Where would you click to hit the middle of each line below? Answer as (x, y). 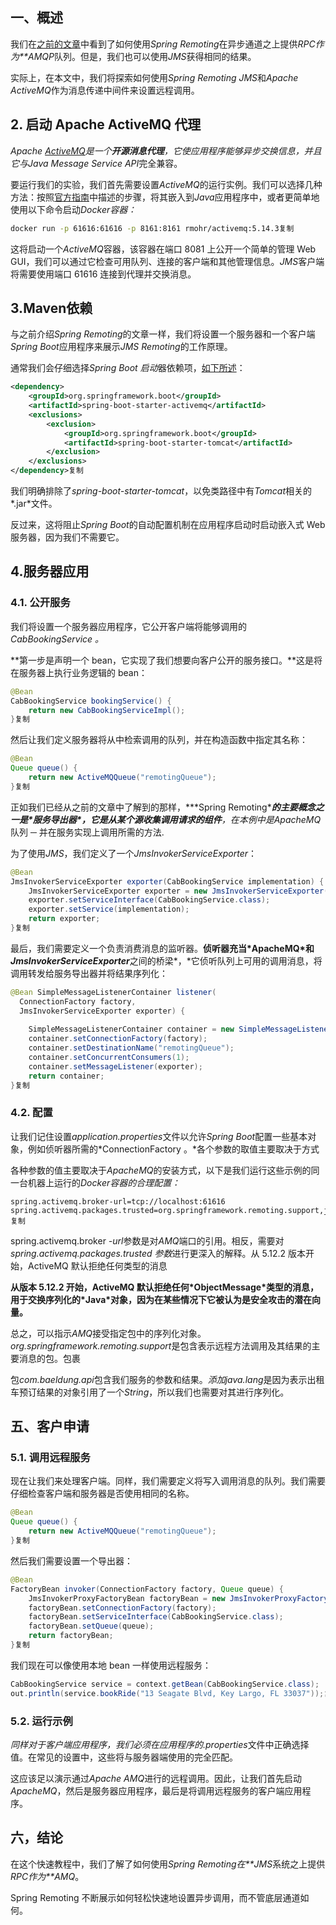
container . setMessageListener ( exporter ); (115, 1066)
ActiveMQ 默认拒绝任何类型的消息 (97, 1265)
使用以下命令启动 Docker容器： (73, 209)
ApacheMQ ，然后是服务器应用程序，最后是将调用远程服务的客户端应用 (156, 1791)
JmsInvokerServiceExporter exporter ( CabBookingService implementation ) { (167, 881)
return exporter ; (64, 919)
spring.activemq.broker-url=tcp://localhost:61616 (118, 1201)
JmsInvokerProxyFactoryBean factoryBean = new (127, 1598)
